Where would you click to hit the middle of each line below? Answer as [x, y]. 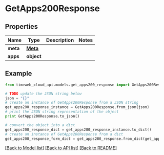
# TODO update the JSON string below [43, 94]
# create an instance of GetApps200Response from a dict [64, 134]
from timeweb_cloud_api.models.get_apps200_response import [68, 85]
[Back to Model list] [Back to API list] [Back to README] [61, 148]
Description [60, 40]
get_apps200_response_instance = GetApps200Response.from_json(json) [77, 107]
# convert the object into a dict [40, 125]
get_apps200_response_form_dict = [40, 139]
